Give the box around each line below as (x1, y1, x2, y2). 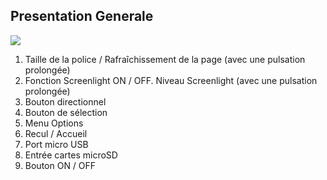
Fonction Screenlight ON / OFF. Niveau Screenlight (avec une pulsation (24, 74, 318, 86)
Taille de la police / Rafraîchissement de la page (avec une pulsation (24, 53, 306, 65)
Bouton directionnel (24, 95, 107, 108)
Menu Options (24, 117, 84, 129)
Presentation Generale (10, 8, 154, 25)
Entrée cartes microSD (24, 149, 118, 161)
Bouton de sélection (24, 106, 108, 118)
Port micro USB (24, 138, 89, 150)
